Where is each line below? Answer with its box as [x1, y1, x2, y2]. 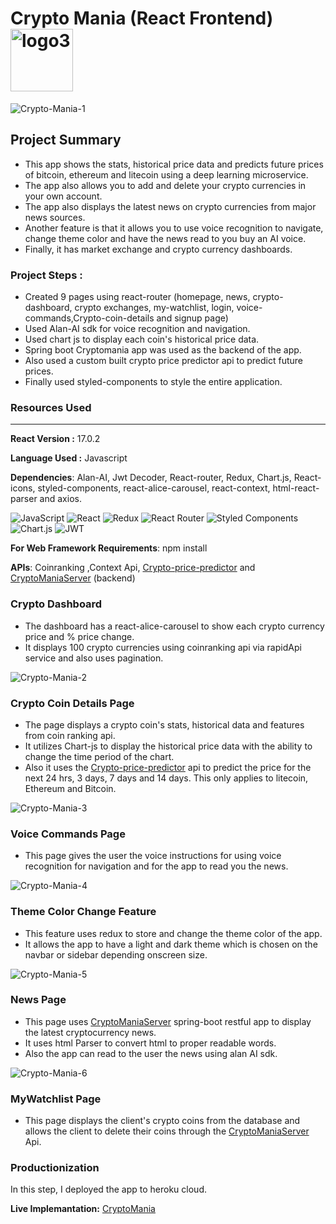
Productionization [10, 1161, 100, 1175]
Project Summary [10, 132, 122, 149]
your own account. [24, 190, 103, 202]
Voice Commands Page [10, 827, 126, 841]
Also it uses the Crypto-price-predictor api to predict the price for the [24, 761, 312, 773]
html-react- [272, 482, 320, 494]
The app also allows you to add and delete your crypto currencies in [24, 179, 307, 191]
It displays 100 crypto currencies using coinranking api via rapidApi [24, 641, 302, 653]
